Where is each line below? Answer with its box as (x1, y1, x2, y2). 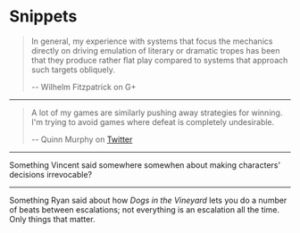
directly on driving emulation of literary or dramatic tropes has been (30, 45, 280, 55)
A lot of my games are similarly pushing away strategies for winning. (30, 107, 283, 118)
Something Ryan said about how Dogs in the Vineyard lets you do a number (9, 195, 287, 205)
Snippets (9, 6, 78, 27)
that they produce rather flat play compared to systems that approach (30, 54, 288, 65)
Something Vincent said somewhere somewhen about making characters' (9, 159, 281, 171)
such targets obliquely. (30, 64, 116, 75)
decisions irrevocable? (9, 169, 92, 179)
